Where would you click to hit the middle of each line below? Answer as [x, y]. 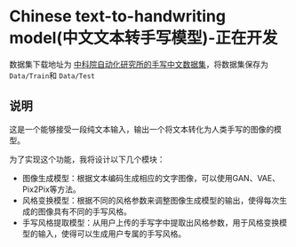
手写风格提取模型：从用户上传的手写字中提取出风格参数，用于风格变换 [151, 222]
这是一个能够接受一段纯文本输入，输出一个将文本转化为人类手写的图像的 [141, 129]
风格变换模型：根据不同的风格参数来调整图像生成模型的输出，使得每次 [151, 200]
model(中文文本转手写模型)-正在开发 [144, 38]
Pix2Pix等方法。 [52, 189]
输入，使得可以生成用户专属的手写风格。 [112, 234]
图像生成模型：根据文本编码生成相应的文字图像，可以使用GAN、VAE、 [151, 178]
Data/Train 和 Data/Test [52, 75]
